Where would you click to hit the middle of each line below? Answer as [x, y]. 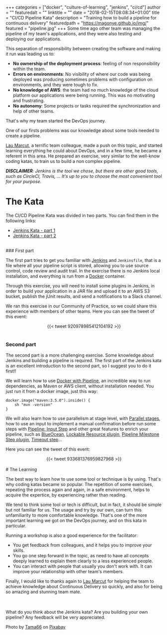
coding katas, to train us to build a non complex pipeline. [63, 161]
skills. [19, 550]
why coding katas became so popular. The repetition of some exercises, [80, 485]
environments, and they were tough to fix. [56, 85]
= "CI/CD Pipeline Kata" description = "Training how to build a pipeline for [81, 18]
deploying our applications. [34, 39]
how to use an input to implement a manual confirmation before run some [81, 424]
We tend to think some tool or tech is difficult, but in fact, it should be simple [84, 505]
